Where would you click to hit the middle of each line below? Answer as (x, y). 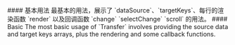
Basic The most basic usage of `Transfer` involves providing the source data (118, 27)
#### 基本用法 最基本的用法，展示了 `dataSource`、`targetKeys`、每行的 (113, 10)
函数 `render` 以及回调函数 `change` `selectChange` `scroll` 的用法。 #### (120, 19)
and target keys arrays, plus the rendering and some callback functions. (112, 34)
